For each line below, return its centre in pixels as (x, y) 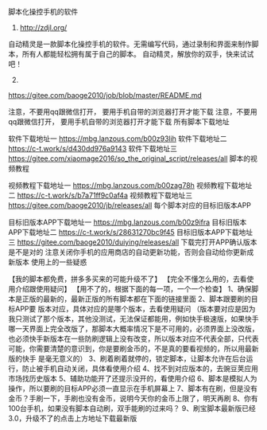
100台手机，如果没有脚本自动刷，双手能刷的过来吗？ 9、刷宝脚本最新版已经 (132, 408)
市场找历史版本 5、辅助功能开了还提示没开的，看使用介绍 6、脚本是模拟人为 (133, 378)
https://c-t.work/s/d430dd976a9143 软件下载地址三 (93, 149)
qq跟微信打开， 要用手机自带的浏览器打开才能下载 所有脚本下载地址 (119, 121)
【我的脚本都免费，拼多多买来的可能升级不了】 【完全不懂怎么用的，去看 (128, 279)
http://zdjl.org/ (43, 27)
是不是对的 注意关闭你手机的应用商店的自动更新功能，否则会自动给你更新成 (131, 252)
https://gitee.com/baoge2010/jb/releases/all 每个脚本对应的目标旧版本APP (130, 205)
